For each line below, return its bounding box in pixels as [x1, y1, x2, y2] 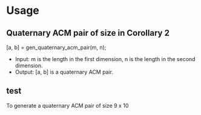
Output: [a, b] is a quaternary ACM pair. [15, 68, 114, 76]
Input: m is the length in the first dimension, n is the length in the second [15, 56, 196, 62]
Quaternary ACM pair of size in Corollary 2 [6, 28, 170, 38]
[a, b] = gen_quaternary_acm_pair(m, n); [6, 44, 107, 51]
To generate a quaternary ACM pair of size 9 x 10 [6, 102, 129, 109]
